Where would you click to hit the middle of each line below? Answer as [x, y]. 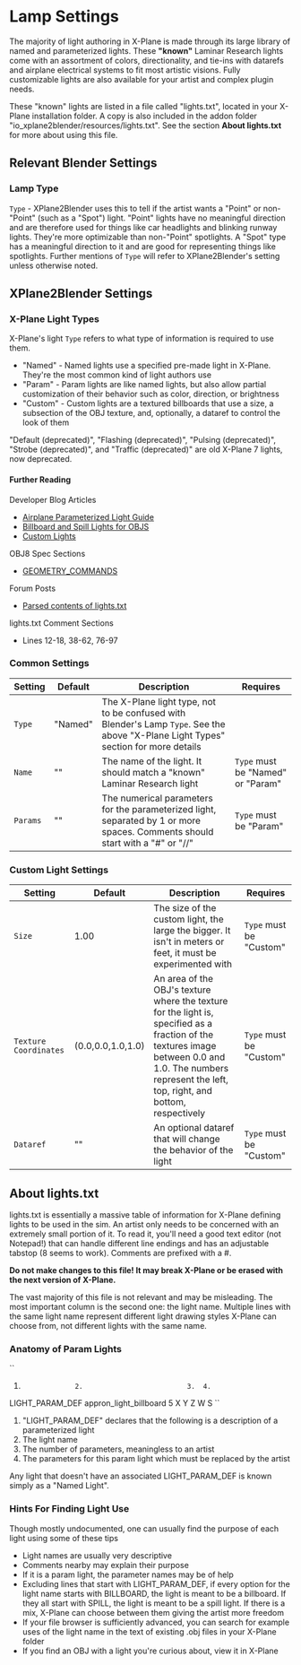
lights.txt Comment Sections [61, 623]
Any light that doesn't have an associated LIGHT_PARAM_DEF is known [141, 1476]
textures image [185, 1046]
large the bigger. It [192, 931]
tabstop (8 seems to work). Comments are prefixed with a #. [120, 1253]
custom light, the [189, 919]
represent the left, [191, 1080]
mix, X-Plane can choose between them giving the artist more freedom [153, 1612]
